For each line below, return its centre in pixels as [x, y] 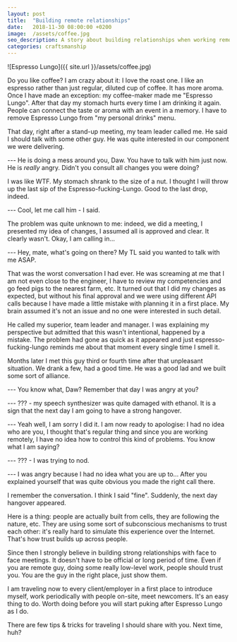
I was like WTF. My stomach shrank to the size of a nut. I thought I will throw [118, 181]
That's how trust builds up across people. [68, 539]
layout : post [26, 14]
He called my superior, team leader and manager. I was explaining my [108, 325]
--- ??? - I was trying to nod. [48, 460]
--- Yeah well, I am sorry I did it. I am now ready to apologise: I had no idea [116, 424]
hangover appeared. [37, 503]
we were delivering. [36, 146]
